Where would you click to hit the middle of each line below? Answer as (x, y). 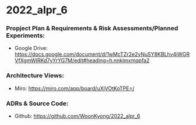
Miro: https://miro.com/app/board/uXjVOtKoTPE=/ (74, 88)
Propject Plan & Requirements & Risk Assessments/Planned (92, 28)
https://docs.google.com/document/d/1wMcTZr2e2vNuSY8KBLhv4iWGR (102, 54)
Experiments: (26, 35)
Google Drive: (31, 48)
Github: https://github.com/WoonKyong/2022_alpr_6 (77, 116)
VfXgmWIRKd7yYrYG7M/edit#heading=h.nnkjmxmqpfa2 (82, 60)
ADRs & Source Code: (37, 103)
